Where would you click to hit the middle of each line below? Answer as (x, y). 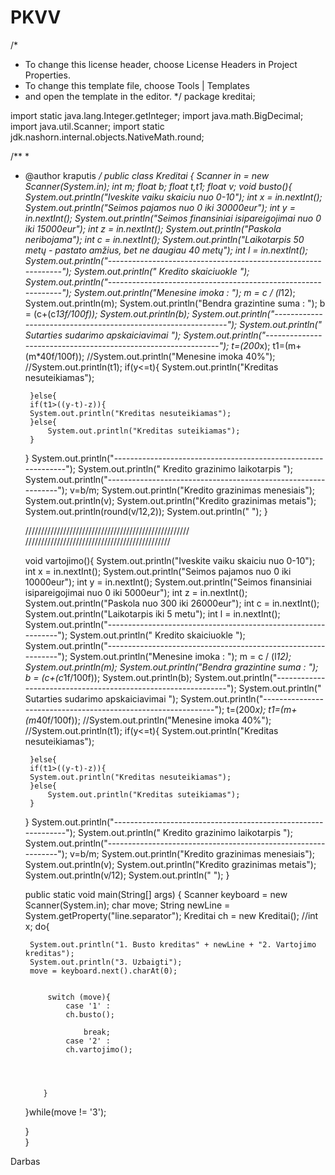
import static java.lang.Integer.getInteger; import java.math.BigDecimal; (157, 115)
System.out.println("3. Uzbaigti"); (106, 962)
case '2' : (88, 1041)
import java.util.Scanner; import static (87, 126)
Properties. (47, 75)
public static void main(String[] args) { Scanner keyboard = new (156, 894)
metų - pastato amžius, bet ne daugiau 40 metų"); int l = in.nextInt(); (166, 250)
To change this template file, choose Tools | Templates (137, 85)
